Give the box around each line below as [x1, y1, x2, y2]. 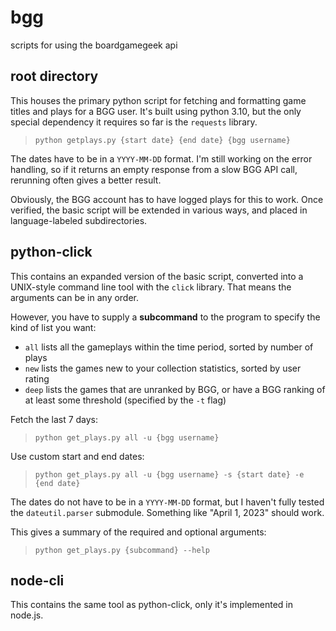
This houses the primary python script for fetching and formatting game [10, 94, 307, 106]
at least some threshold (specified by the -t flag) [24, 394, 227, 406]
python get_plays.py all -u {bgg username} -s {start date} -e [34, 469, 305, 480]
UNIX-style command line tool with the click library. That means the [10, 281, 292, 293]
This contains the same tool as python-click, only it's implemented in [10, 599, 293, 611]
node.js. [10, 609, 44, 621]
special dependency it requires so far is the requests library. [10, 116, 258, 128]
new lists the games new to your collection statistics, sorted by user [24, 362, 302, 374]
